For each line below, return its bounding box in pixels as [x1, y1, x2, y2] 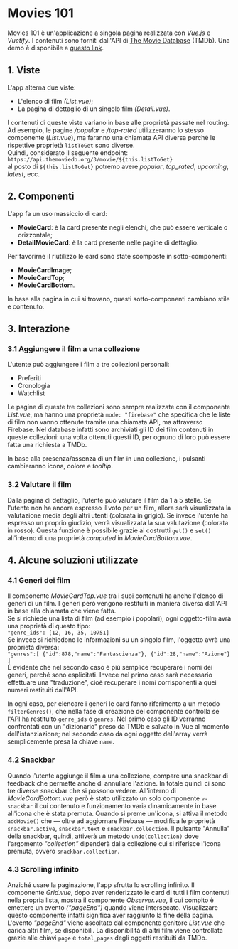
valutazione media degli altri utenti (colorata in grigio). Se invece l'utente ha [7, 510, 229, 520]
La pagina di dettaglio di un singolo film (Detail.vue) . [17, 104, 171, 113]
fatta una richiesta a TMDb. [7, 441, 87, 449]
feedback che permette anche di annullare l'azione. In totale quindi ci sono [7, 778, 226, 787]
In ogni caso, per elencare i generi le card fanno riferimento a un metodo [7, 699, 220, 708]
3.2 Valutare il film [7, 480, 72, 490]
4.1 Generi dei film [7, 575, 71, 585]
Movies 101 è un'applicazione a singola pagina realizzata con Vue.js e [7, 28, 211, 37]
